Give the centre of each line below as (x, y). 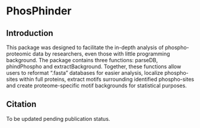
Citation (21, 104)
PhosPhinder (39, 11)
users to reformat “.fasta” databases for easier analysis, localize (85, 73)
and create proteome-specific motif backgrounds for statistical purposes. (96, 86)
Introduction (30, 33)
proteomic (19, 54)
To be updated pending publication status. (58, 118)
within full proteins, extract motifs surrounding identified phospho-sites (107, 79)
